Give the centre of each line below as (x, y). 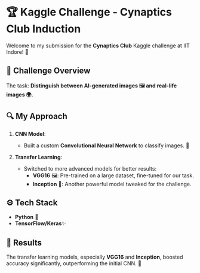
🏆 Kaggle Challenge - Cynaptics (89, 12)
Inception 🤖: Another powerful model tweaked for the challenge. (112, 184)
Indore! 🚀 (17, 51)
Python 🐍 (27, 217)
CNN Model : (30, 134)
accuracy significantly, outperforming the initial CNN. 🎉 (74, 263)
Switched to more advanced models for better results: (90, 168)
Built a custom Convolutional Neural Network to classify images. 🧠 (107, 145)
